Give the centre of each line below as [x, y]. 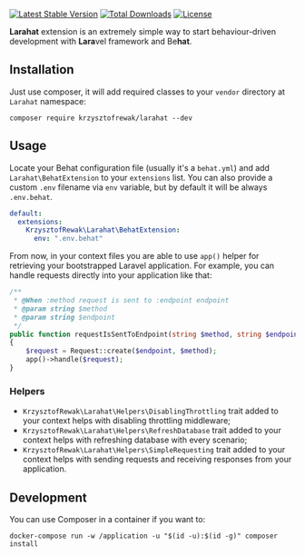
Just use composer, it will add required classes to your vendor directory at [148, 92]
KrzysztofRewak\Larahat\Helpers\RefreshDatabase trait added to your [152, 431]
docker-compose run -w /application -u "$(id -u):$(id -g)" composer [144, 536]
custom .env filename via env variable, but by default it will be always [138, 187]
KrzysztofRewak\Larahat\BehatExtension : [103, 230]
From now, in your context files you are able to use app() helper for [134, 256]
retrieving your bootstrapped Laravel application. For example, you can [142, 266]
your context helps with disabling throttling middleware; [127, 421]
